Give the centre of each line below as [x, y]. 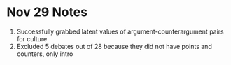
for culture [32, 38]
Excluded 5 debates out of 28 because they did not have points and [114, 46]
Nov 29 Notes [47, 12]
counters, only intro [45, 54]
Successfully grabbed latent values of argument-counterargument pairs [120, 31]
